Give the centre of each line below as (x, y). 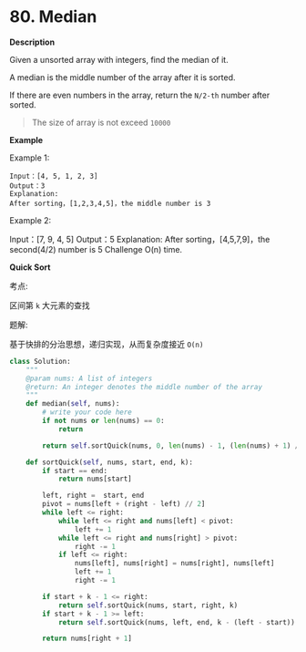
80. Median (53, 17)
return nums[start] (95, 479)
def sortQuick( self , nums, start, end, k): (110, 462)
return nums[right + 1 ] (87, 639)
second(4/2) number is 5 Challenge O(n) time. (96, 249)
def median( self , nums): (73, 404)
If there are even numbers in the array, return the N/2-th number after (140, 95)
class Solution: (40, 361)
